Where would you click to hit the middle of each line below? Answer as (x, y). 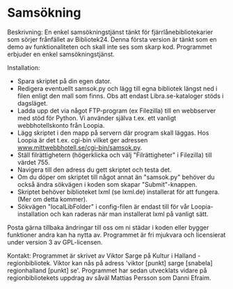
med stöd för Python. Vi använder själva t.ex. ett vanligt (97, 118)
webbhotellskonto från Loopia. (61, 125)
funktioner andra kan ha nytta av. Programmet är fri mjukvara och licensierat (116, 235)
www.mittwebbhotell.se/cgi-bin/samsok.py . (80, 147)
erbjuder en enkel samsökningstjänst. (61, 54)
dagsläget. (32, 103)
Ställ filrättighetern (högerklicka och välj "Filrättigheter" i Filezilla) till (114, 155)
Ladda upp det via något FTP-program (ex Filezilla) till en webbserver (116, 110)
